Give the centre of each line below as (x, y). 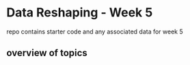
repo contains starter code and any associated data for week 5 (95, 31)
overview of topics (47, 53)
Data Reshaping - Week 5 (80, 13)
